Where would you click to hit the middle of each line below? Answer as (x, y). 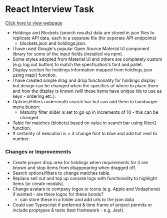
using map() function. (34, 75)
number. (21, 139)
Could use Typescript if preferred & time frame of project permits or (82, 205)
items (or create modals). (38, 184)
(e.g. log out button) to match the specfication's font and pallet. (78, 64)
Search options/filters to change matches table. (61, 173)
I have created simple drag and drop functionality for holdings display (84, 80)
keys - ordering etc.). (34, 96)
